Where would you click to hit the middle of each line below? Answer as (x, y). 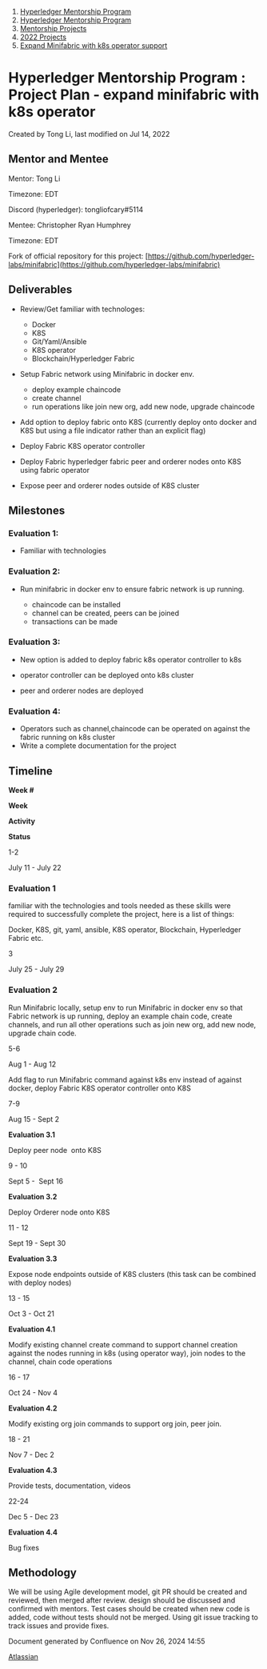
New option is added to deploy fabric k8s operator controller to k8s (131, 659)
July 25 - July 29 (36, 969)
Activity (22, 821)
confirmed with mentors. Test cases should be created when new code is (129, 1609)
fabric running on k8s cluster (68, 737)
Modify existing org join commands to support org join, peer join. (115, 1423)
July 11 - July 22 (35, 867)
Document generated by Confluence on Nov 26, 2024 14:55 (107, 1641)
